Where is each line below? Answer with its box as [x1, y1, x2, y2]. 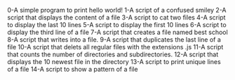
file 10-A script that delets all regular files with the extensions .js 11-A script [7, 43, 224, 51]
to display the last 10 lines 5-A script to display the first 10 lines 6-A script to [7, 21, 227, 29]
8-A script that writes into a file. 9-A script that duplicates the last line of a [7, 35, 221, 44]
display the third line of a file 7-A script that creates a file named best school [7, 28, 228, 36]
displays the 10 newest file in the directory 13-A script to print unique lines [7, 58, 221, 65]
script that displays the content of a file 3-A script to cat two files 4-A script [7, 13, 226, 22]
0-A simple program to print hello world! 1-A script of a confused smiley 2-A [7, 6, 227, 14]
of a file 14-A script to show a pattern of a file [7, 65, 138, 73]
